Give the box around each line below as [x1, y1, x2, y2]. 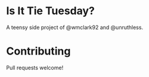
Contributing [6, 44, 71, 58]
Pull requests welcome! [6, 64, 64, 71]
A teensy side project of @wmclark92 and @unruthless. [6, 24, 144, 31]
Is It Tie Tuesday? [6, 4, 95, 18]
